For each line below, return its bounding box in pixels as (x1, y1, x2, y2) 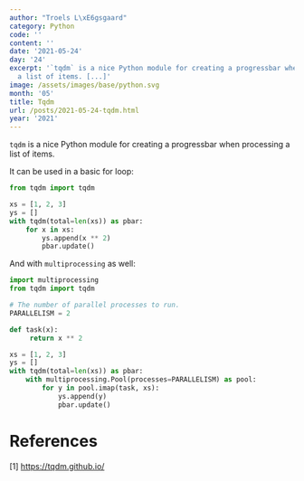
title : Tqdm (9, 97, 54, 107)
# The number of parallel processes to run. (9, 300, 180, 309)
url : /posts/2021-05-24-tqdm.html (9, 106, 140, 115)
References (9, 430, 98, 451)
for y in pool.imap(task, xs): (42, 383, 160, 392)
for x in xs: (25, 225, 75, 234)
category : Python (9, 22, 75, 31)
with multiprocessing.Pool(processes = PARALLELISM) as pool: (25, 375, 257, 384)
